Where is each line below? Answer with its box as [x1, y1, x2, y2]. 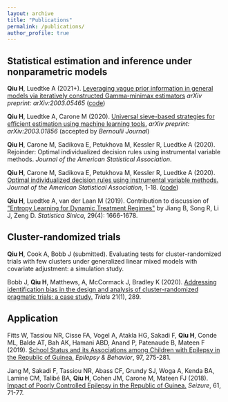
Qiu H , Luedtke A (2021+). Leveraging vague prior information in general [7, 84, 213, 93]
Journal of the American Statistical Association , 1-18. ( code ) [7, 183, 179, 192]
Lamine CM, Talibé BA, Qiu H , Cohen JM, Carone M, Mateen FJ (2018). [7, 374, 209, 382]
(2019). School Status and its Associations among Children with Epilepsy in [7, 345, 220, 354]
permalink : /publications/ [7, 23, 85, 30]
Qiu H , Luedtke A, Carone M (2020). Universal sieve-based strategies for [7, 112, 216, 121]
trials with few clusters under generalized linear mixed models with [7, 257, 198, 265]
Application [7, 313, 59, 325]
